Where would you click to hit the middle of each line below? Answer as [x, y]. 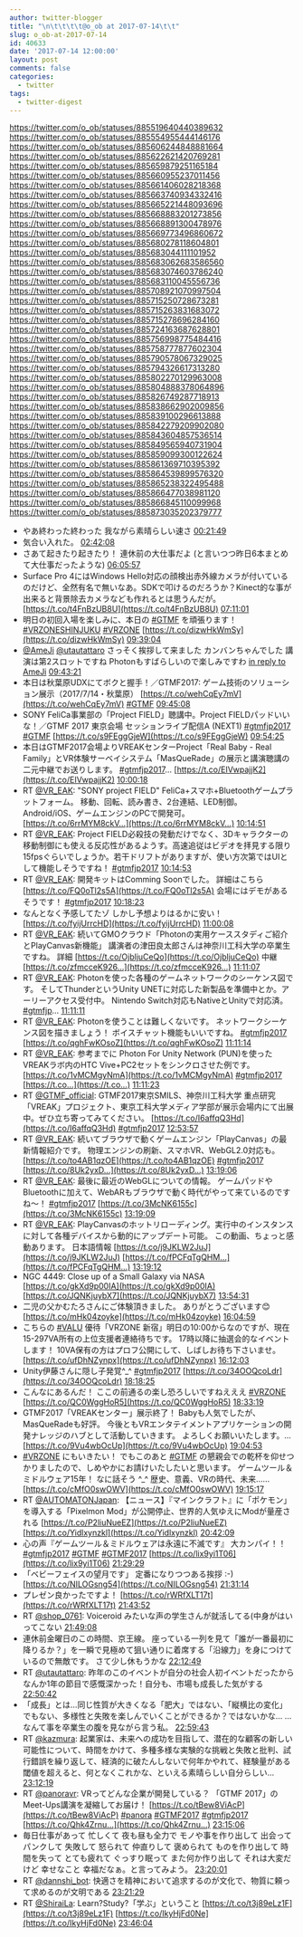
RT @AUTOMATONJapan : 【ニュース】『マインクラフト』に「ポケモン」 [157, 1500]
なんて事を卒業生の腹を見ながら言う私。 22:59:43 [116, 1727]
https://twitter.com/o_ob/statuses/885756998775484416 [115, 339]
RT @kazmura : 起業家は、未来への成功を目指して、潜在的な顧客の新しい [158, 1739]
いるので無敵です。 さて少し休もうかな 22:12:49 [112, 1661]
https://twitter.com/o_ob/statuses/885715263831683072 [114, 310]
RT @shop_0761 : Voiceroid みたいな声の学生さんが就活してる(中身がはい [158, 1616]
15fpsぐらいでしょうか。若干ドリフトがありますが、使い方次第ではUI [151, 857]
